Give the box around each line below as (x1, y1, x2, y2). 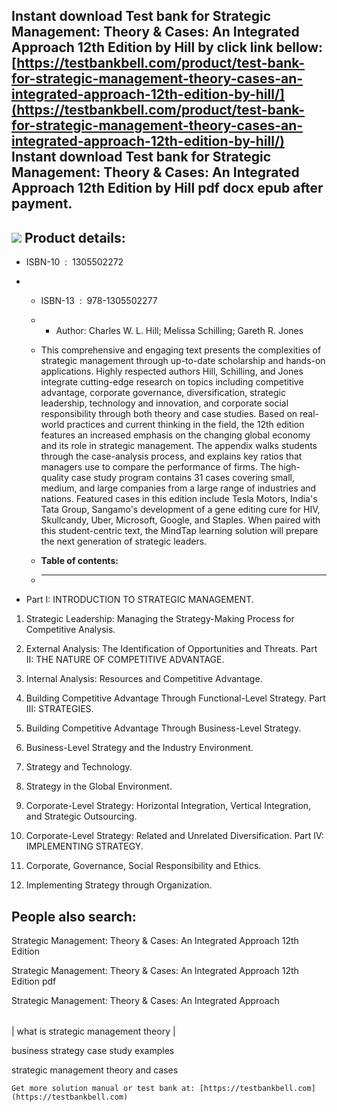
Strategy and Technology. (25, 761, 133, 773)
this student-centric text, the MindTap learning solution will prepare (40, 525, 319, 537)
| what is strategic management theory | (11, 1025, 176, 1038)
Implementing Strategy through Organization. (25, 879, 213, 891)
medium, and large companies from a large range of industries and (40, 482, 317, 494)
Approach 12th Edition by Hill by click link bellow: (11, 39, 324, 56)
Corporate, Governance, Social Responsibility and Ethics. (25, 860, 262, 872)
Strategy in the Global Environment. (25, 780, 173, 793)
